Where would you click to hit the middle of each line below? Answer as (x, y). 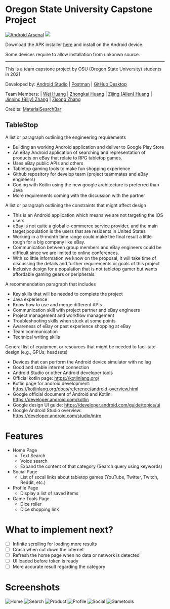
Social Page (25, 471)
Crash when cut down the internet (48, 549)
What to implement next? (59, 530)
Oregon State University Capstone (79, 9)
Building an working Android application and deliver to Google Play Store (88, 147)
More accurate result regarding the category (59, 566)
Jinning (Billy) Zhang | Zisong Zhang (43, 99)
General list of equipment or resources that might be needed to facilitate (80, 347)
